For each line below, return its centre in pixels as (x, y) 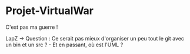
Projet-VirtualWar (49, 11)
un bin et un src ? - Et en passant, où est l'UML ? (64, 45)
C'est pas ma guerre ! (32, 27)
